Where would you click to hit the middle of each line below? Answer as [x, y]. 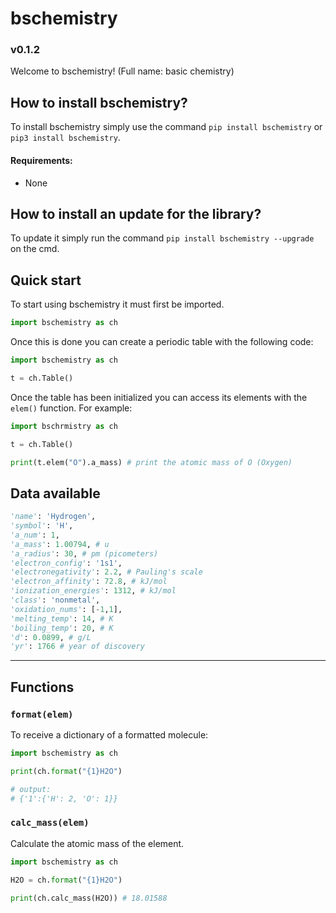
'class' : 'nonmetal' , [55, 600]
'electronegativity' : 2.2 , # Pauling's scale [106, 572]
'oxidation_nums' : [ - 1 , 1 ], [66, 609]
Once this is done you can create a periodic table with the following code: [162, 341]
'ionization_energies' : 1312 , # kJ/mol [93, 591]
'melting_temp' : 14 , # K [62, 618]
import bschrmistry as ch [64, 426]
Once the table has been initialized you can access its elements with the [159, 397]
